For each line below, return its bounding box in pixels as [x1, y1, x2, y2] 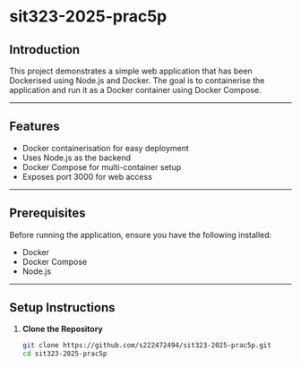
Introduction [9, 42, 81, 57]
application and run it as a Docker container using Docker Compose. [9, 85, 262, 95]
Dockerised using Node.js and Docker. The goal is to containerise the [9, 75, 265, 86]
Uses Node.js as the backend [21, 152, 132, 163]
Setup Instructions [9, 300, 116, 315]
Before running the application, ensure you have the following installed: [9, 229, 272, 240]
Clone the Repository [21, 324, 103, 335]
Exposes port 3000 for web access [21, 171, 152, 182]
